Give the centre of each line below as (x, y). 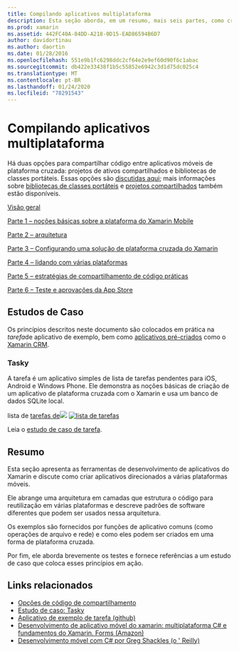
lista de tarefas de (34, 416)
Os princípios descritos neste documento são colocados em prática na (111, 329)
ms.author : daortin (36, 47)
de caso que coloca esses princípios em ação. (75, 563)
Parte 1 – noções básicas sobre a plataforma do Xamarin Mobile (101, 221)
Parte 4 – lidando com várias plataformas (68, 262)
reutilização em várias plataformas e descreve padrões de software (106, 505)
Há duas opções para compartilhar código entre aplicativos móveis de (110, 164)
